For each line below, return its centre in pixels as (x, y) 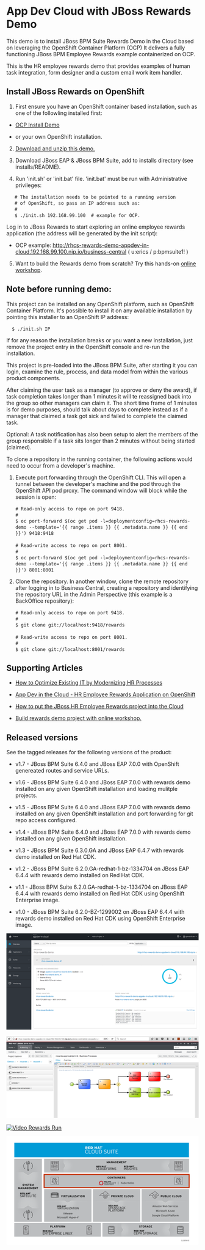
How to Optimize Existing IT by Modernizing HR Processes (89, 683)
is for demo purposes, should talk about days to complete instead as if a (97, 409)
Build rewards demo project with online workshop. (78, 718)
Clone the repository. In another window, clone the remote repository (102, 581)
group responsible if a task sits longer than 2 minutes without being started (101, 441)
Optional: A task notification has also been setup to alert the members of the (102, 434)
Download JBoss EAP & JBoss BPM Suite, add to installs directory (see (104, 160)
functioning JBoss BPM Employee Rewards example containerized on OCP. (101, 54)
